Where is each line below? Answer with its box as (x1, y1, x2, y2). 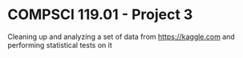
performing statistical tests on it (7, 40, 113, 49)
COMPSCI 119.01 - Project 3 (7, 6, 193, 24)
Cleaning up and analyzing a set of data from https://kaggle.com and (7, 32, 236, 41)
